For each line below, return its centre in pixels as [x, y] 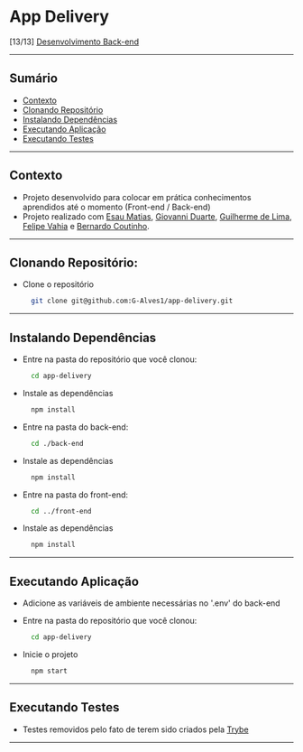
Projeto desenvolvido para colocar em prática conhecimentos [137, 197]
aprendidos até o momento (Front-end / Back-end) [116, 207]
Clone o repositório [58, 284]
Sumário [34, 79]
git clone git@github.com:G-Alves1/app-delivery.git [132, 301]
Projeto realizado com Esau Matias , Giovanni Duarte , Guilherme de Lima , [157, 216]
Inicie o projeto [50, 655]
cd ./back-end [57, 443]
